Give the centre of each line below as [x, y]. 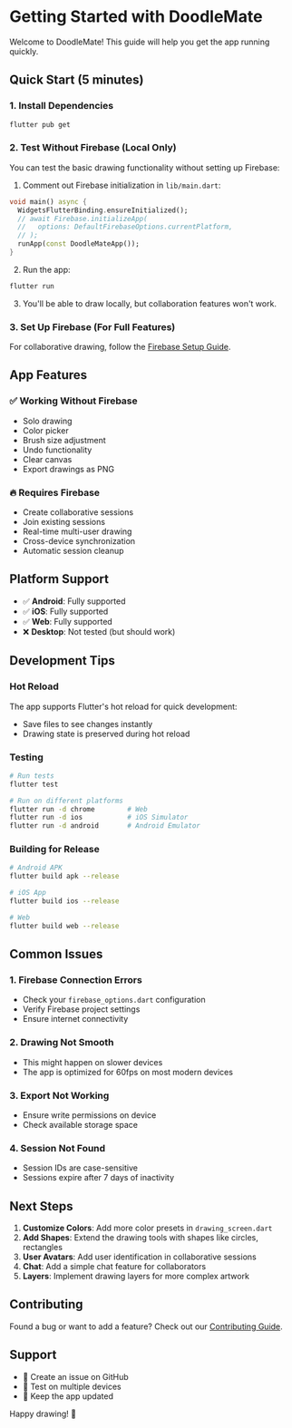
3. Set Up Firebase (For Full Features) [92, 326]
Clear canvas [47, 459]
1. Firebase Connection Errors [76, 979]
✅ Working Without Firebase [73, 401]
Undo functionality [57, 450]
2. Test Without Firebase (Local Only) [93, 148]
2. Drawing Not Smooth [62, 1043]
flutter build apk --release [64, 877]
